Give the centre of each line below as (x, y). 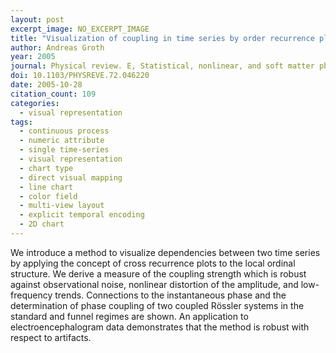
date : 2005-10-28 (46, 85)
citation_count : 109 (53, 94)
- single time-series (64, 150)
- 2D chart (42, 224)
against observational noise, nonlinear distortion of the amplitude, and (154, 284)
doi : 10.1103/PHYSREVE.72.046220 (80, 76)
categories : (35, 103)
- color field (48, 196)
